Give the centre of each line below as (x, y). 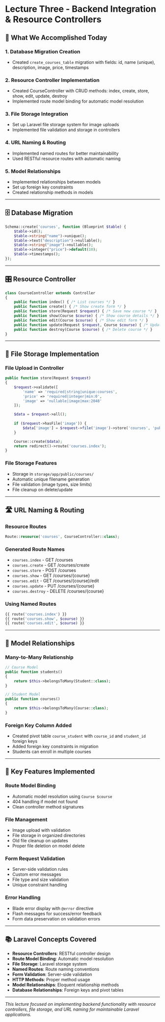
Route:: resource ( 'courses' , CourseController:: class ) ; (62, 537)
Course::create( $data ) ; (38, 441)
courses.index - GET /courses (42, 560)
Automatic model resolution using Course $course (62, 796)
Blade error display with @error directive (53, 908)
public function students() (34, 672)
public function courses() (33, 699)
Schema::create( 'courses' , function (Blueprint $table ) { (66, 227)
